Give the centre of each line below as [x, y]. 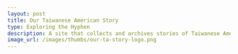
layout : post [27, 14]
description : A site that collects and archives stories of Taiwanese [114, 33]
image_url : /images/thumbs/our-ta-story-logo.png [82, 40]
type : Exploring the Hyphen [49, 27]
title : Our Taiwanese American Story [63, 20]
